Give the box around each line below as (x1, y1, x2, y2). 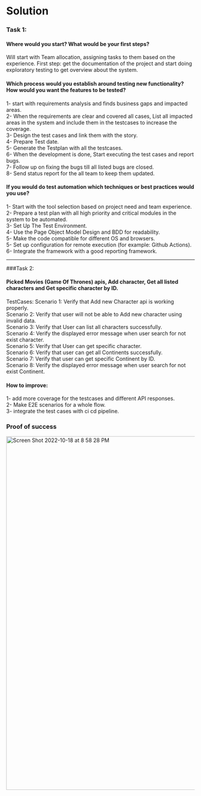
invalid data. (6, 317, 36, 324)
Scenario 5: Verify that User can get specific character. (6, 342, 142, 349)
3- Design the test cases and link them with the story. (6, 132, 138, 139)
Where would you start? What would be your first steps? (6, 40, 150, 47)
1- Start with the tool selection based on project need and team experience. (6, 203, 192, 210)
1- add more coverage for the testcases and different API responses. (6, 395, 175, 402)
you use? (6, 190, 30, 197)
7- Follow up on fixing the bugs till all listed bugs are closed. (6, 163, 154, 170)
